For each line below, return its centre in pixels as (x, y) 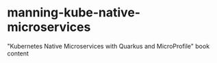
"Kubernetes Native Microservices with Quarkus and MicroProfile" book (108, 46)
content (18, 53)
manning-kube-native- (74, 13)
